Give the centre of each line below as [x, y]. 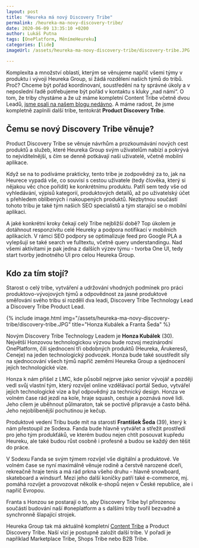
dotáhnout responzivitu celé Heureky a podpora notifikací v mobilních [91, 229]
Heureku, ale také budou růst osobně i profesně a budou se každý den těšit [98, 441]
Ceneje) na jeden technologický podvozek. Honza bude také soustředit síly [98, 355]
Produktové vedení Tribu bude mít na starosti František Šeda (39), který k [97, 422]
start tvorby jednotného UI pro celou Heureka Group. [71, 255]
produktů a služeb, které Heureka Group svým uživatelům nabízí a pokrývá [97, 150]
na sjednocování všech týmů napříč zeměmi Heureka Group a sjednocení [96, 361]
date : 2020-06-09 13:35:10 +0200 [48, 28]
